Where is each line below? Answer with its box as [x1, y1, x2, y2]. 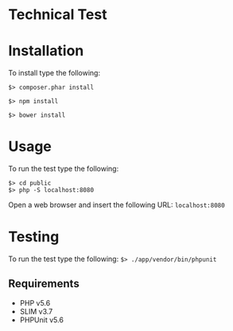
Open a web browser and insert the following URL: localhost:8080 [8, 200, 225, 210]
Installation [8, 42, 84, 60]
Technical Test [8, 6, 107, 24]
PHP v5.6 [19, 298, 51, 307]
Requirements [8, 277, 80, 291]
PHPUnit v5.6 [19, 315, 64, 325]
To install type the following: [8, 68, 101, 78]
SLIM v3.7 [19, 306, 53, 316]
